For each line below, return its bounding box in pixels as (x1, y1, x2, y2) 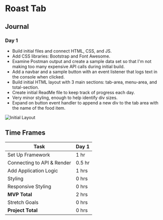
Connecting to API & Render (7, 159, 72, 166)
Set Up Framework (7, 151, 50, 158)
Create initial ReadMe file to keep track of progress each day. (12, 89, 135, 95)
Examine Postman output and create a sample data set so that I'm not (12, 58, 152, 64)
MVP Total (7, 191, 33, 198)
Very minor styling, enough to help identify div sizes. (12, 95, 118, 100)
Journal (5, 22, 29, 31)
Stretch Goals (7, 199, 39, 205)
